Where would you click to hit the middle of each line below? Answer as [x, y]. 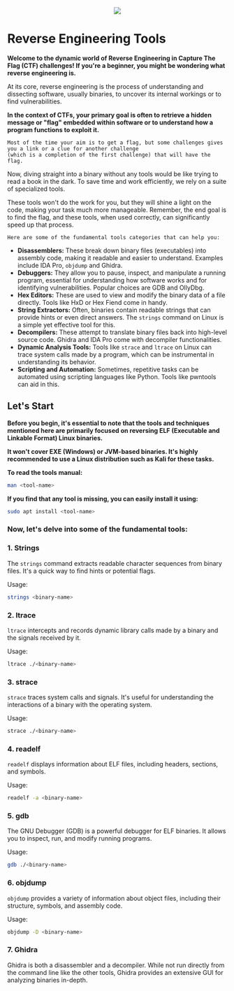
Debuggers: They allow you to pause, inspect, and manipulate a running [122, 273]
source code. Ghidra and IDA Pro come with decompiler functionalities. [119, 339]
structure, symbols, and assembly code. [65, 906]
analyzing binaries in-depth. [47, 980]
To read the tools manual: [45, 472]
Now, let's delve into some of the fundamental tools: [97, 529]
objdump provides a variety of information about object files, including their [114, 898]
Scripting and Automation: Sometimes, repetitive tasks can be [108, 369]
